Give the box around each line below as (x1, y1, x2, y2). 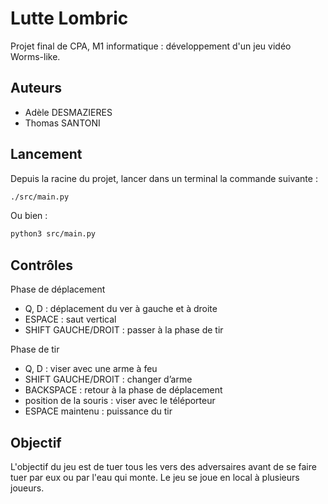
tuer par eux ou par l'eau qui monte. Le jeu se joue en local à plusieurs (10, 471, 300, 483)
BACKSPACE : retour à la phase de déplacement (24, 384, 223, 396)
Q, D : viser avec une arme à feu (24, 363, 158, 375)
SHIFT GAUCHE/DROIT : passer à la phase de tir (24, 324, 224, 336)
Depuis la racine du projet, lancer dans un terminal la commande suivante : (10, 172, 318, 184)
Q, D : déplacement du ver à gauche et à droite (24, 303, 218, 315)
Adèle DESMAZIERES (24, 106, 113, 118)
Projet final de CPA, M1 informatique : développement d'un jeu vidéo (10, 40, 292, 52)
